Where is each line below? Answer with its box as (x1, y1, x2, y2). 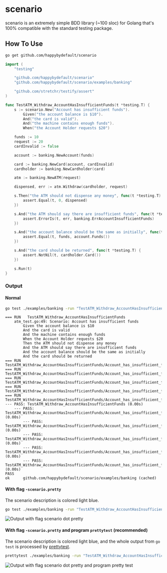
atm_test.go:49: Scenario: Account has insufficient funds (14, 319, 139, 324)
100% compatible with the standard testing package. (5, 25, 113, 31)
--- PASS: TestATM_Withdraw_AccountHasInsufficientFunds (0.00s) (5, 402, 143, 407)
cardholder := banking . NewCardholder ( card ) (14, 166, 106, 171)
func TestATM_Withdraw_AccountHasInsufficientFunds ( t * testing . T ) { (5, 102, 150, 107)
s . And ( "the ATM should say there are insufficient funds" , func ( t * (14, 211, 159, 217)
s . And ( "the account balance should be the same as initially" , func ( (14, 230, 162, 235)
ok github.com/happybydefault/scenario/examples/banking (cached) (5, 476, 157, 481)
